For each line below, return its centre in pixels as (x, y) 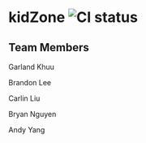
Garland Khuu (32, 67)
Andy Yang (27, 130)
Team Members (49, 48)
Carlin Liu (24, 98)
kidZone (37, 17)
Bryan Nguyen (32, 114)
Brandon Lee (30, 82)
